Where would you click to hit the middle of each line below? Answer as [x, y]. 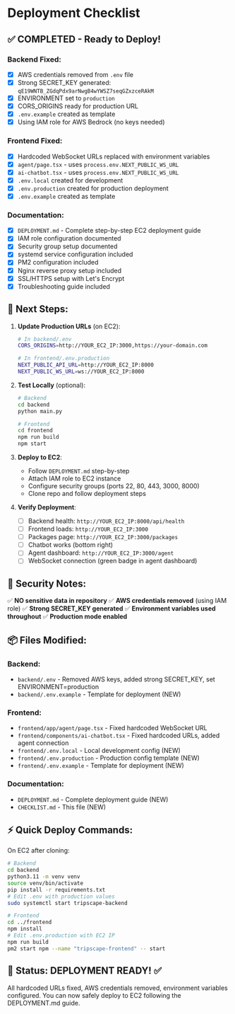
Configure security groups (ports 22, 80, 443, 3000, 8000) [114, 486]
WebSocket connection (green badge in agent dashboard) [113, 561]
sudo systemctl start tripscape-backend [68, 903]
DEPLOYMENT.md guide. [44, 1003]
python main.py [40, 411]
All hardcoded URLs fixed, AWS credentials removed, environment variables [117, 988]
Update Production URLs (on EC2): [69, 326]
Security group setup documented [67, 246]
